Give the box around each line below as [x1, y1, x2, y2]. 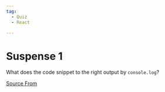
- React [11, 19, 30, 25]
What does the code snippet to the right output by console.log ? [6, 69, 160, 76]
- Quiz [11, 14, 27, 20]
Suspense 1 [6, 49, 63, 63]
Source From [6, 80, 37, 87]
